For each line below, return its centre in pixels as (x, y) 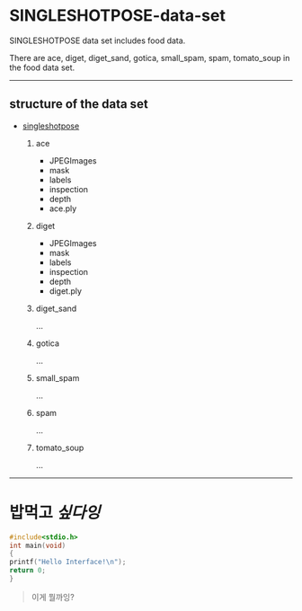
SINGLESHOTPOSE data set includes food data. (98, 40)
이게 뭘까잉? (53, 597)
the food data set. (42, 67)
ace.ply (63, 208)
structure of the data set (79, 104)
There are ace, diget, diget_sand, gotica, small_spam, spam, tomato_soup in (150, 58)
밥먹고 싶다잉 (55, 512)
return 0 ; (28, 571)
